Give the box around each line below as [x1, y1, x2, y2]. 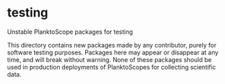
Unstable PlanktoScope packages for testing [7, 28, 134, 36]
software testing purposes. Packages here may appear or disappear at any [7, 48, 219, 56]
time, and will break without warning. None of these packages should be [7, 55, 212, 63]
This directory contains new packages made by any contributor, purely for [7, 41, 217, 49]
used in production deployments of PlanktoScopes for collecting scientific [7, 63, 216, 71]
